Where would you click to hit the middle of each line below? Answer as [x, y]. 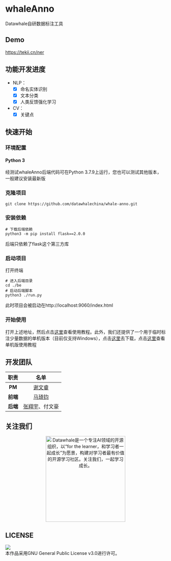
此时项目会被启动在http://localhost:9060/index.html [59, 305]
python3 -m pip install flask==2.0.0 [45, 234]
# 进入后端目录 [19, 281]
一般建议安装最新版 [25, 179]
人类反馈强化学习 [38, 102]
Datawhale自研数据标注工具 [34, 23]
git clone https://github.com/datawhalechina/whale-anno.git [72, 204]
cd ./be [13, 285]
